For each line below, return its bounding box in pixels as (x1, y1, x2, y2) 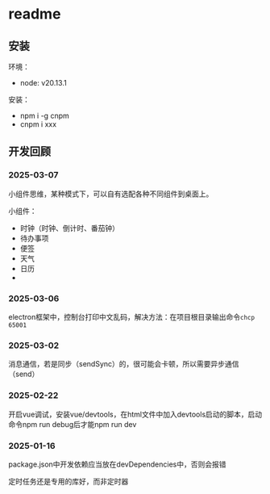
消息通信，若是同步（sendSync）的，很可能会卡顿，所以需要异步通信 (8, 359, 239, 369)
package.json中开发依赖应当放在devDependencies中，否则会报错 (8, 459, 226, 469)
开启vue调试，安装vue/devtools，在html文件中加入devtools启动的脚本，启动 (8, 409, 263, 419)
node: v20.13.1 (19, 78, 67, 87)
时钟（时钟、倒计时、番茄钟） (19, 223, 119, 232)
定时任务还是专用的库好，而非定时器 (8, 476, 129, 486)
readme (8, 5, 61, 23)
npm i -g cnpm (19, 111, 70, 120)
